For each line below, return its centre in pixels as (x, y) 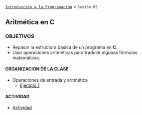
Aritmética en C (30, 22)
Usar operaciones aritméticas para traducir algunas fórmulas (75, 52)
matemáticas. (26, 57)
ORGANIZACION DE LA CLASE (37, 69)
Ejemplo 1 (30, 85)
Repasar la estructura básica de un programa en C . (65, 47)
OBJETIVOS (20, 36)
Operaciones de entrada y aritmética (50, 80)
